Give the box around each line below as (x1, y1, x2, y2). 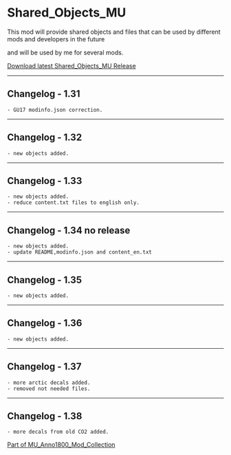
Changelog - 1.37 (7, 361, 82, 373)
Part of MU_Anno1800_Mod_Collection (7, 441, 115, 449)
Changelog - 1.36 (7, 317, 82, 329)
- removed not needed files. (7, 385, 91, 392)
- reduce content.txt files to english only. (7, 199, 140, 206)
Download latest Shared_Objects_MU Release (7, 61, 136, 70)
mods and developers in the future (7, 34, 105, 43)
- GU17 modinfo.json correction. (7, 106, 103, 113)
